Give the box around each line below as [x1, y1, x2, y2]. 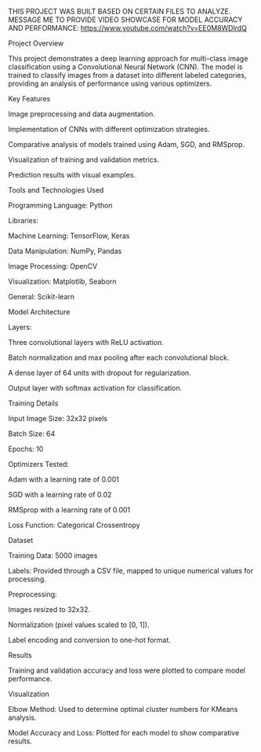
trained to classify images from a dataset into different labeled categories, [8, 71, 247, 79]
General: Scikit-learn [8, 292, 75, 301]
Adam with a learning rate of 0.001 [8, 475, 119, 484]
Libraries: [8, 216, 39, 225]
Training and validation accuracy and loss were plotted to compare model [8, 666, 245, 675]
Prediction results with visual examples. [8, 171, 136, 179]
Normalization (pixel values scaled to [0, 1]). [8, 620, 150, 629]
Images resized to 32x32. [8, 605, 90, 614]
